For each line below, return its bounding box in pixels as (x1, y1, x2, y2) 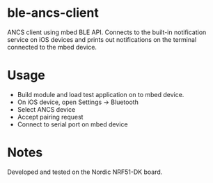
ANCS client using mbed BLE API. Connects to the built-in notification (7, 28, 207, 36)
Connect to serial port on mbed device (17, 120, 128, 129)
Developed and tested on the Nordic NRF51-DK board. (7, 168, 163, 176)
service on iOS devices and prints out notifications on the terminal (7, 35, 197, 43)
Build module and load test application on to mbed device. (17, 90, 184, 98)
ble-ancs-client (7, 5, 99, 21)
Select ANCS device (17, 105, 76, 113)
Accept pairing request (17, 112, 84, 121)
